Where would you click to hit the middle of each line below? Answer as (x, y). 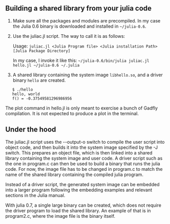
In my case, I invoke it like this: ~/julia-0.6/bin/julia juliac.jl (81, 60)
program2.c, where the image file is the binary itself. (60, 216)
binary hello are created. (39, 80)
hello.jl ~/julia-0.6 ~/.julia (46, 65)
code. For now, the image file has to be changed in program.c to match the (84, 169)
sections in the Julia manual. (35, 195)
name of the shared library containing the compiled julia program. (74, 174)
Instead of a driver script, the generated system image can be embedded (82, 184)
